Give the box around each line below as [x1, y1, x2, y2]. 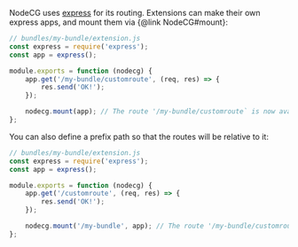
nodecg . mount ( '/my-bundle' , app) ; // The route [25, 221, 204, 230]
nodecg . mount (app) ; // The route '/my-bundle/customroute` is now [25, 107, 276, 116]
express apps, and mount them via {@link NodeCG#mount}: [9, 17, 229, 27]
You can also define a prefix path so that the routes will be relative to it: [9, 131, 269, 142]
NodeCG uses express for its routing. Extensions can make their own [9, 8, 261, 18]
